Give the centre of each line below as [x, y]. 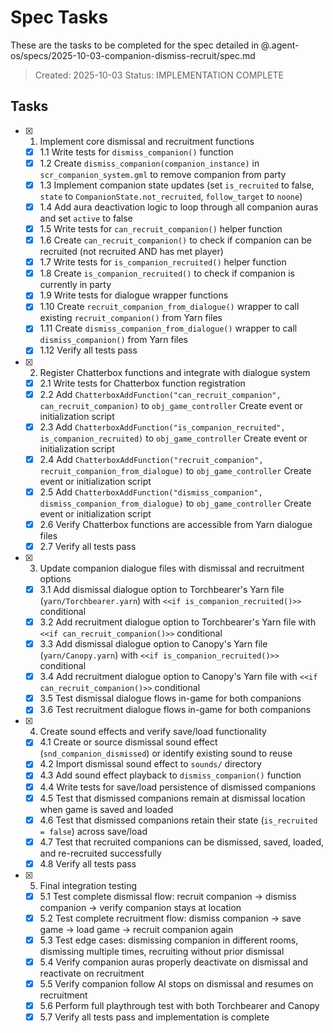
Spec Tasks [59, 17]
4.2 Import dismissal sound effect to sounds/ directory [150, 764]
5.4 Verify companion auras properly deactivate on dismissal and [174, 962]
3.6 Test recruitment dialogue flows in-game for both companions [175, 710]
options [55, 578]
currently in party [75, 285]
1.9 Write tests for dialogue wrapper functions [134, 295]
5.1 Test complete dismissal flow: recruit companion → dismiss [168, 896]
